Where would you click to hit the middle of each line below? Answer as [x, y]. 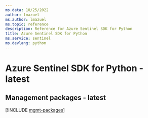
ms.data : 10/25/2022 [27, 10]
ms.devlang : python [26, 43]
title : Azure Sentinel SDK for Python [46, 34]
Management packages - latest [56, 98]
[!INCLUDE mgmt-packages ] [35, 110]
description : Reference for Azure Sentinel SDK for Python [69, 29]
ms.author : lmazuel [26, 19]
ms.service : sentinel [28, 39]
